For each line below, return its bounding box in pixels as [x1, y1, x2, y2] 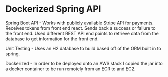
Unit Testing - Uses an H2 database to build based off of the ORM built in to [5, 45, 161, 51]
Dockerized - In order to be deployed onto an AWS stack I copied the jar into [5, 60, 163, 66]
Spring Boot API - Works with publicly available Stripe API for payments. [5, 20, 154, 26]
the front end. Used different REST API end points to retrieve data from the [5, 30, 159, 36]
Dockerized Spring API [5, 3, 101, 15]
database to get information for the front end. [5, 36, 99, 42]
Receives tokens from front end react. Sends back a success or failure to [5, 25, 156, 31]
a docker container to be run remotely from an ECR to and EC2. [5, 66, 136, 72]
